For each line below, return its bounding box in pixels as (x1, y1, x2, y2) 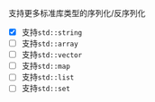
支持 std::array (21, 38, 78, 49)
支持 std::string (21, 27, 83, 38)
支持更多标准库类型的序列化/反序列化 (8, 8, 146, 18)
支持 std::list (21, 72, 75, 82)
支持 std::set (21, 83, 71, 94)
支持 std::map (21, 61, 71, 72)
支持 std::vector (21, 49, 83, 60)
